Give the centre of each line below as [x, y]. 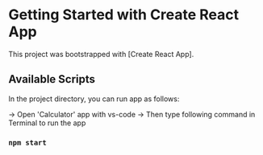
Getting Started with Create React [124, 15]
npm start [27, 143]
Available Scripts [52, 79]
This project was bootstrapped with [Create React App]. [101, 54]
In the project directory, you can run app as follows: [94, 99]
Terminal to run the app [47, 123]
